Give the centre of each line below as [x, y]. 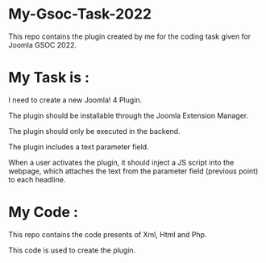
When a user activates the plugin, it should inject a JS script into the [121, 162]
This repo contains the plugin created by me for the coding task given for [130, 36]
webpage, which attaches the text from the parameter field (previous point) [133, 171]
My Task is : [49, 78]
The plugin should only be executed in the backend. [94, 131]
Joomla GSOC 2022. [43, 44]
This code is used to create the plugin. [72, 250]
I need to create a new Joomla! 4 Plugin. [75, 100]
